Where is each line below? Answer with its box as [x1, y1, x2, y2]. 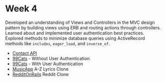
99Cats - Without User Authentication [12, 55, 90, 61]
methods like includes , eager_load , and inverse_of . [5, 40, 110, 46]
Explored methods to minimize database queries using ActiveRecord [5, 35, 145, 41]
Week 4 [5, 3, 37, 14]
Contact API [12, 50, 37, 56]
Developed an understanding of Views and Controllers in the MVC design [5, 19, 155, 25]
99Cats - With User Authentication [12, 61, 83, 67]
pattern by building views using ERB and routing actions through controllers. [5, 24, 161, 30]
